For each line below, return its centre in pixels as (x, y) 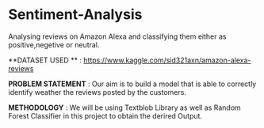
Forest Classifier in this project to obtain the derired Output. (105, 115)
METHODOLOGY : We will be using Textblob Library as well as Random (125, 107)
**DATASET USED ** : (45, 60)
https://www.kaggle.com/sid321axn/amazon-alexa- (167, 60)
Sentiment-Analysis (75, 15)
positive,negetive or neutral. (54, 44)
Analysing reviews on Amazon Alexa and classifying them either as (117, 36)
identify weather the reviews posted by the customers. (97, 92)
